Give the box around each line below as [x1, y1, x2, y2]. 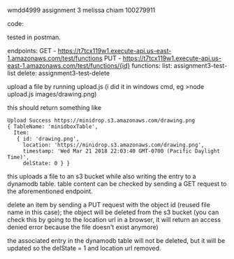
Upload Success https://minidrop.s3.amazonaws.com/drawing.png [7, 117, 196, 124]
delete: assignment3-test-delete [17, 69, 110, 77]
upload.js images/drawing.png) [7, 90, 97, 98]
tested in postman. [7, 33, 61, 41]
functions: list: [131, 62, 173, 69]
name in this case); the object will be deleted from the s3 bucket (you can [7, 208, 219, 216]
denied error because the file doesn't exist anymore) [7, 223, 159, 231]
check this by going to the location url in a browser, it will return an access [7, 216, 221, 223]
